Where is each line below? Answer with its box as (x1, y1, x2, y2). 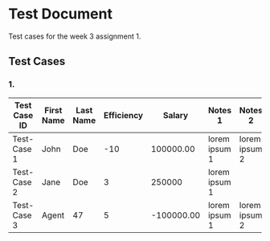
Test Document (8, 5, 112, 23)
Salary (162, 109, 189, 120)
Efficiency (103, 109, 143, 120)
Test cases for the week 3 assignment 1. (8, 31, 141, 41)
